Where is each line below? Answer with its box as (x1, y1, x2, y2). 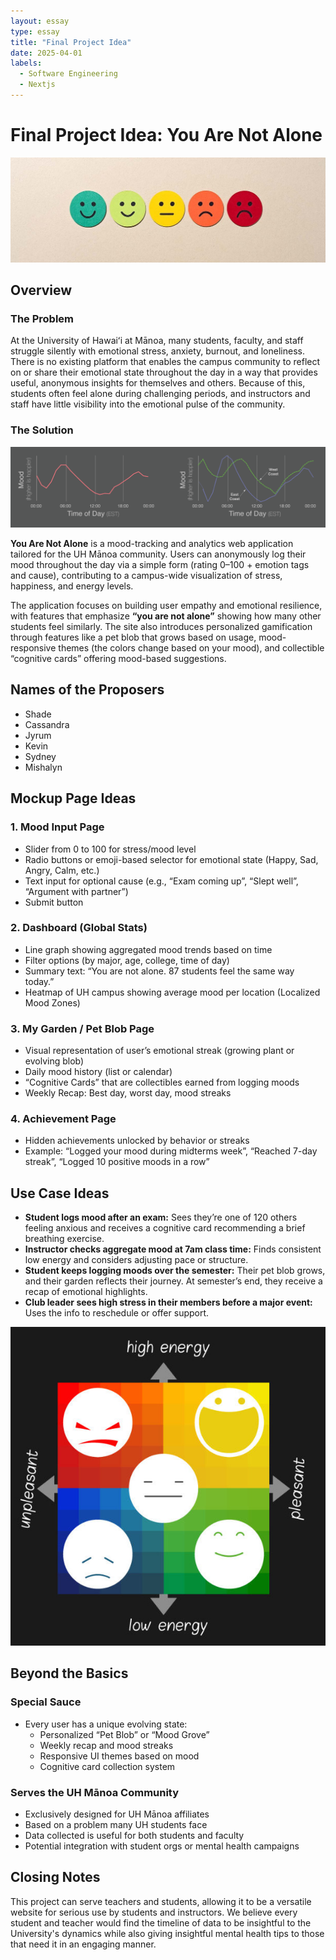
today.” (24, 975, 55, 987)
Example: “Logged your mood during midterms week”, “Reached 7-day (24, 1145, 318, 1157)
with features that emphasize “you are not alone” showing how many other (10, 610, 322, 622)
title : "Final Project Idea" (10, 37, 132, 47)
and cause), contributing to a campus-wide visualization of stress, (10, 570, 283, 582)
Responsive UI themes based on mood (39, 1750, 200, 1762)
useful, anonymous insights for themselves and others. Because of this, (10, 377, 306, 389)
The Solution (10, 423, 74, 437)
